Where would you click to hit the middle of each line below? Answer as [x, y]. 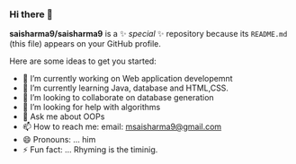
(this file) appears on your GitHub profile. [85, 44]
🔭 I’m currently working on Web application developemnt [127, 79]
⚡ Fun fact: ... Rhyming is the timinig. [90, 150]
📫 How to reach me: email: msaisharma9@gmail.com [122, 127]
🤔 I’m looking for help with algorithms [91, 108]
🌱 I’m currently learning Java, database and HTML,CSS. [126, 88]
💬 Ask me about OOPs [63, 117]
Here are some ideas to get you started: [83, 61]
